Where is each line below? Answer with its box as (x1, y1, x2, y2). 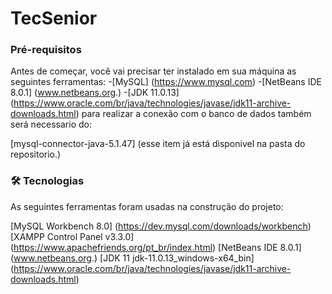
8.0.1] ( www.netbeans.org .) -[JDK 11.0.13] (10, 87, 180, 99)
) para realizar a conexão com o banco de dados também (75, 108, 312, 120)
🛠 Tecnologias (10, 174, 85, 188)
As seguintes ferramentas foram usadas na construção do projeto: (10, 200, 284, 212)
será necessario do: (10, 118, 92, 131)
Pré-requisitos (10, 43, 82, 57)
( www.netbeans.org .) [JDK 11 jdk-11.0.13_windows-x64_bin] (10, 252, 255, 264)
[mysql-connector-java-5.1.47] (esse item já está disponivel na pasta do (10, 138, 306, 150)
